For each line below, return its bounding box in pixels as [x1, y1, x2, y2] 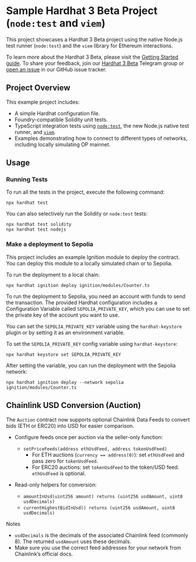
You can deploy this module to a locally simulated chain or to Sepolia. [6, 259, 173, 267]
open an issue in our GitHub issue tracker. [6, 66, 107, 73]
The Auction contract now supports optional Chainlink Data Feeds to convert [6, 416, 190, 423]
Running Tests [6, 176, 48, 184]
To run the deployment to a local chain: [6, 271, 100, 278]
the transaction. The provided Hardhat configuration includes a [6, 299, 157, 306]
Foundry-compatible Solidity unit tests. [14, 116, 108, 123]
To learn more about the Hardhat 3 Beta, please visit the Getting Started [6, 53, 179, 60]
